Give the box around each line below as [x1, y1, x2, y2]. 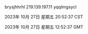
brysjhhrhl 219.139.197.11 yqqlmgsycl [4, 4, 77, 10]
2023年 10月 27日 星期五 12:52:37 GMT [4, 24, 84, 30]
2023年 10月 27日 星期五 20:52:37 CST [4, 14, 84, 20]
